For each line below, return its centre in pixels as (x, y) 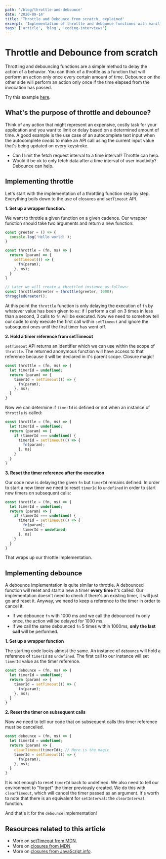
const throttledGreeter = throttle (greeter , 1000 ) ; (59, 292)
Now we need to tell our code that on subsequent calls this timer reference (81, 722)
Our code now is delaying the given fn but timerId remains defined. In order (83, 482)
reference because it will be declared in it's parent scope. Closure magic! (80, 357)
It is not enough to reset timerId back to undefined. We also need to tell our (82, 783)
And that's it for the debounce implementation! (51, 813)
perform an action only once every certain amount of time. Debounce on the (83, 77)
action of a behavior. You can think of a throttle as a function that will (75, 72)
